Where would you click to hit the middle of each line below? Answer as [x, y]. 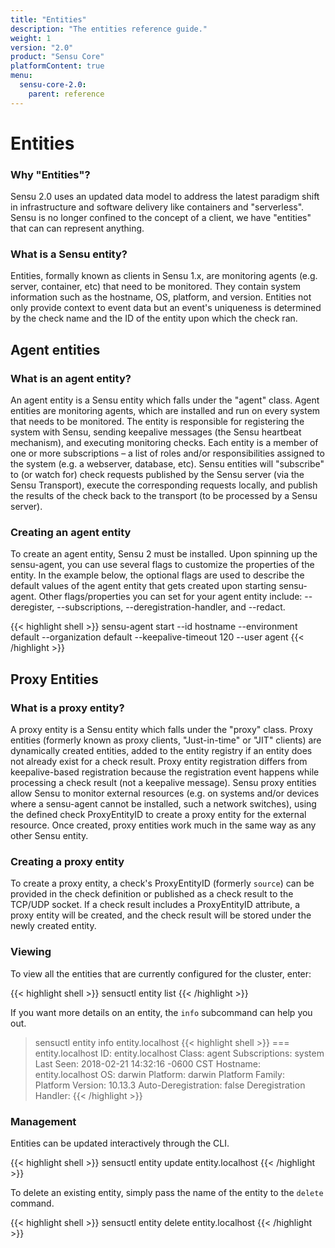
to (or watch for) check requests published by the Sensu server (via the [157, 475]
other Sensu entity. [49, 836]
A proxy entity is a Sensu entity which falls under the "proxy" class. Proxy [161, 730]
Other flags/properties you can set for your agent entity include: [170, 597]
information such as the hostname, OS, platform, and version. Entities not [161, 297]
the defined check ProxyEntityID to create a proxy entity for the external [158, 815]
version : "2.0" [42, 47]
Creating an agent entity [71, 533]
